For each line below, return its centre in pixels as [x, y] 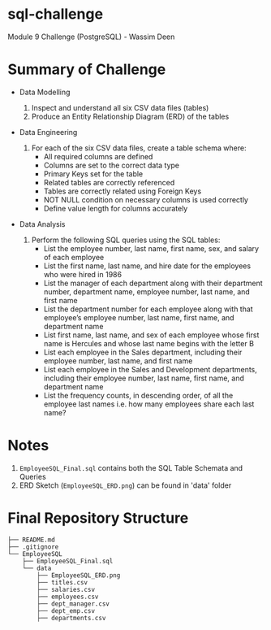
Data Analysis [42, 224]
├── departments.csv [71, 618]
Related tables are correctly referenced [109, 182]
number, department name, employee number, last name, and [147, 291]
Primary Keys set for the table [93, 174]
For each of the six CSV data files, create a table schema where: [139, 148]
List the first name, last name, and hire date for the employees [147, 266]
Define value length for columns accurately [116, 208]
